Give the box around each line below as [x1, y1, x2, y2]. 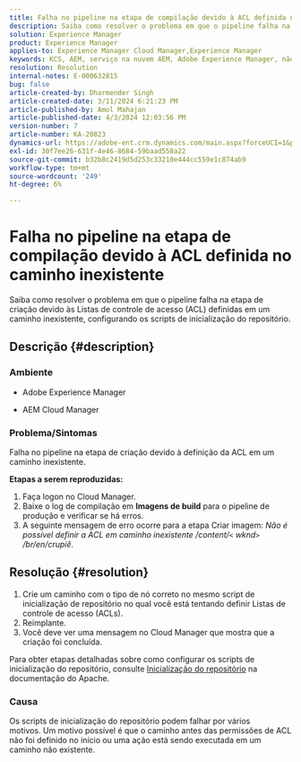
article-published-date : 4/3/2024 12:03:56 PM [9, 113, 186, 122]
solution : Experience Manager [9, 30, 123, 39]
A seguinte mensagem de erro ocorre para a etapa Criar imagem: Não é [21, 520, 288, 530]
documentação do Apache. [9, 672, 110, 683]
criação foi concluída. [21, 636, 103, 647]
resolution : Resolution [9, 64, 99, 73]
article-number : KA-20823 [9, 130, 106, 139]
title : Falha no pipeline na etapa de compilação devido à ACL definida [9, 13, 287, 22]
